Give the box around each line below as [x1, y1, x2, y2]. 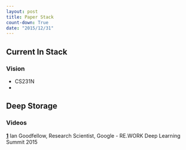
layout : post [6, 8, 38, 15]
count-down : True [6, 19, 49, 25]
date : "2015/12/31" [6, 25, 54, 31]
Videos [6, 119, 27, 127]
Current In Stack [6, 46, 68, 56]
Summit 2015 [6, 138, 38, 145]
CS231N [14, 78, 35, 85]
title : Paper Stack [6, 14, 54, 20]
